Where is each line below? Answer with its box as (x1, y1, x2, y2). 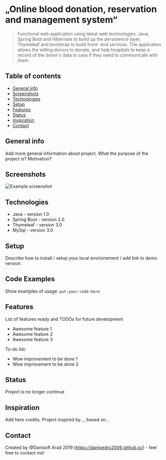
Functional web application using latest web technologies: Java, (17, 31, 149, 37)
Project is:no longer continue (5, 389, 65, 395)
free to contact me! (5, 450, 45, 456)
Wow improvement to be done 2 (12, 361, 79, 367)
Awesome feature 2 (12, 331, 53, 337)
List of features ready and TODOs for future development (5, 316, 123, 322)
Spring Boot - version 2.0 (12, 216, 65, 222)
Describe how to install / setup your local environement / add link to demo (5, 255, 157, 261)
